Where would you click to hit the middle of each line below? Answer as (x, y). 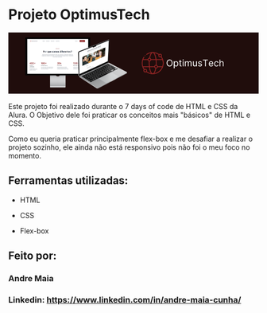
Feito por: (33, 256)
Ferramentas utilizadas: (68, 181)
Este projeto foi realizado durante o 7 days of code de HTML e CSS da (123, 106)
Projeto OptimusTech (79, 15)
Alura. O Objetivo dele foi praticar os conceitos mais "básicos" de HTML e (130, 115)
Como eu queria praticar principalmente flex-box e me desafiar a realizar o (130, 139)
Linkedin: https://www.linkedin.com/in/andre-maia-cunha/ (125, 299)
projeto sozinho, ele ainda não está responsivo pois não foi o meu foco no (129, 147)
